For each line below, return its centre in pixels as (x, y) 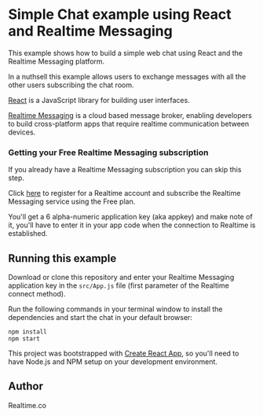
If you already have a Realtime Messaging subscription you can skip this (125, 170)
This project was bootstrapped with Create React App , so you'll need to (124, 353)
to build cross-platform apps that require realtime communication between (129, 123)
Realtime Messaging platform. (57, 61)
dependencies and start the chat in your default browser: (100, 318)
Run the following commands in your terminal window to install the (115, 309)
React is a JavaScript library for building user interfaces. (99, 100)
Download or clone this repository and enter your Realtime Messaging (121, 278)
